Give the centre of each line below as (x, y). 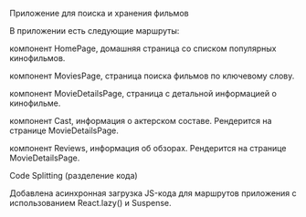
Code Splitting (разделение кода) (74, 176)
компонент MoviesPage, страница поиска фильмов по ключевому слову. (152, 76)
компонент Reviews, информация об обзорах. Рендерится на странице (148, 148)
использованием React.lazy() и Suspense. (90, 203)
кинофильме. (35, 103)
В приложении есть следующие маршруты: (95, 31)
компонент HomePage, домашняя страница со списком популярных (143, 48)
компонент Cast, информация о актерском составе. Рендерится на (141, 121)
